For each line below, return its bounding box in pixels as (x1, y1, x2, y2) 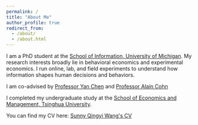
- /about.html (11, 36, 47, 42)
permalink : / (6, 8, 39, 15)
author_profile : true (6, 20, 60, 25)
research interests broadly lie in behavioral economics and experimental (6, 59, 184, 66)
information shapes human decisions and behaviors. (6, 72, 135, 78)
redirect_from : (6, 25, 44, 31)
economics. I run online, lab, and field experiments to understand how (6, 65, 178, 72)
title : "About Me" (6, 14, 52, 20)
